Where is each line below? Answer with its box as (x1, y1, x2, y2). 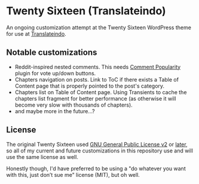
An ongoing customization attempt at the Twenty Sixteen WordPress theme (6, 24, 191, 31)
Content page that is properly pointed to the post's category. (14, 82, 165, 89)
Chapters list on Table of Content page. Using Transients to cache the (14, 88, 187, 96)
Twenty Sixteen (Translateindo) (6, 4, 166, 18)
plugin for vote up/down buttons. (14, 70, 96, 77)
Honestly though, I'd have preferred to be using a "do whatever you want (6, 165, 186, 172)
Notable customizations (6, 48, 97, 58)
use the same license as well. (6, 153, 79, 160)
